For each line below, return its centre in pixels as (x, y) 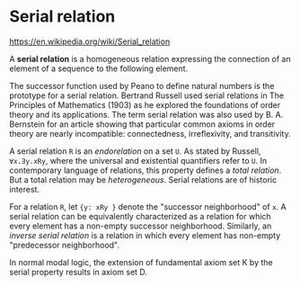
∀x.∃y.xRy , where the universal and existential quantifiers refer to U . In (138, 160)
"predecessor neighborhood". (64, 245)
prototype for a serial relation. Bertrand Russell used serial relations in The (147, 95)
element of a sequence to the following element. (99, 68)
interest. (25, 189)
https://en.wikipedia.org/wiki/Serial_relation (90, 41)
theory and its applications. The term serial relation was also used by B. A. (146, 114)
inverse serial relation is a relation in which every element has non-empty (145, 235)
